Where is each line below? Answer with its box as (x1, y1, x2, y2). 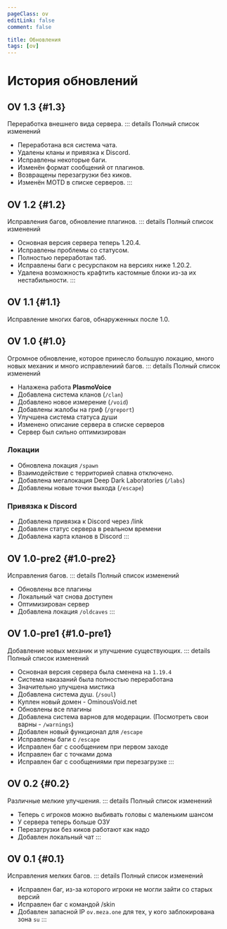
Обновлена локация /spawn (17, 461, 98, 469)
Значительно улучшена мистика (17, 682, 115, 691)
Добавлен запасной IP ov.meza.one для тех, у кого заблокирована (17, 908, 215, 916)
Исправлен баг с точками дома (17, 749, 112, 758)
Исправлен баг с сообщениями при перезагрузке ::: (17, 757, 174, 766)
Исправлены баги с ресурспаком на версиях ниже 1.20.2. (17, 261, 192, 269)
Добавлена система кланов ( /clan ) (17, 390, 124, 399)
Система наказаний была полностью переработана (17, 675, 174, 683)
